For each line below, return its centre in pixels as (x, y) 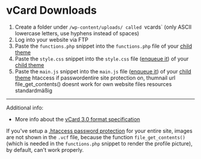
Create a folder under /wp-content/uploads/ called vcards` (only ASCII (103, 27)
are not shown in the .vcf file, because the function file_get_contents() (96, 137)
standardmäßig (33, 90)
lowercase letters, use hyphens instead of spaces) (77, 33)
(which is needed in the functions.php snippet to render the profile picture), (99, 143)
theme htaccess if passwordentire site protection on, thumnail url (95, 78)
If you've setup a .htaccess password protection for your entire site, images (99, 131)
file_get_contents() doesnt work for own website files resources (93, 84)
